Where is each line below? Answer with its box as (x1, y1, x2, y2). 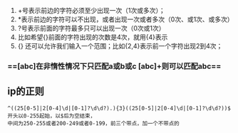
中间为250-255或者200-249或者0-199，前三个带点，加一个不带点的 (7, 119, 180, 127)
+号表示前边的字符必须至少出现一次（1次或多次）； (17, 6, 165, 14)
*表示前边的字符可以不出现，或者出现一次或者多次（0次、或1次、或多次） (17, 15, 234, 23)
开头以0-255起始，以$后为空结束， (7, 112, 96, 119)
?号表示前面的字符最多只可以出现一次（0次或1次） (17, 24, 165, 32)
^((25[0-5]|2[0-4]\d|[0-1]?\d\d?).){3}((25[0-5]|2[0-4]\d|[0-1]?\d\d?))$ (7, 105, 232, 112)
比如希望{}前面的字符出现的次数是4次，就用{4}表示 (17, 33, 168, 41)
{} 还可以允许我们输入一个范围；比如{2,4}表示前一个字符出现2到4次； (17, 42, 223, 50)
